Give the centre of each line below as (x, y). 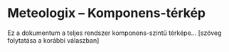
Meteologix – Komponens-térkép (107, 13)
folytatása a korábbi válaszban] (53, 40)
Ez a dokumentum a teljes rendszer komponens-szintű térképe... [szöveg (114, 33)
